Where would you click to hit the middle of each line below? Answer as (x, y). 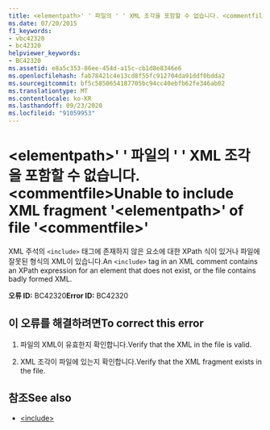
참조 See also (40, 398)
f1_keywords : (30, 31)
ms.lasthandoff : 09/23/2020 (56, 106)
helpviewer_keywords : (45, 53)
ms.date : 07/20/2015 (43, 23)
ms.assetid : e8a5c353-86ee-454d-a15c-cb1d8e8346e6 (95, 69)
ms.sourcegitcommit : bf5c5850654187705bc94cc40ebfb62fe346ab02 (117, 83)
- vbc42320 (27, 38)
